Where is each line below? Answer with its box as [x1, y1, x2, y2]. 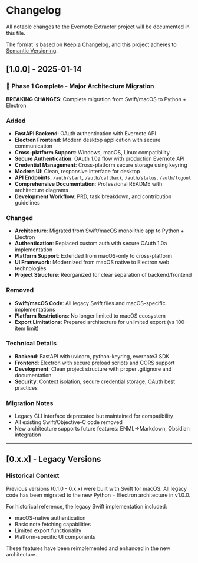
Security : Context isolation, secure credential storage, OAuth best [14, 378, 176, 385]
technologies [14, 265, 47, 272]
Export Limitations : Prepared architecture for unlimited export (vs [14, 318, 175, 325]
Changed [6, 213, 34, 222]
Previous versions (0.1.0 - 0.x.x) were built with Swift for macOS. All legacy [6, 485, 187, 492]
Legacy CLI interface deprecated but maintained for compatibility [14, 412, 174, 420]
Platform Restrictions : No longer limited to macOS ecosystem [14, 312, 166, 319]
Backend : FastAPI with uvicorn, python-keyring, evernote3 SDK [14, 352, 170, 360]
